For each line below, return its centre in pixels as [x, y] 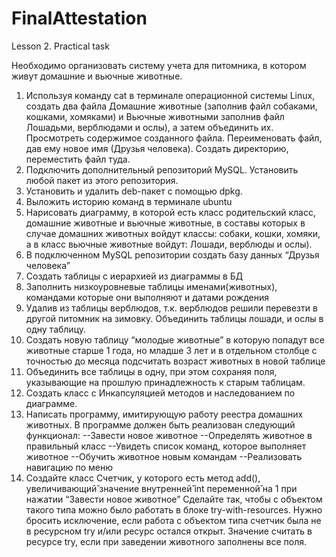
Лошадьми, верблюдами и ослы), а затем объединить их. [149, 127]
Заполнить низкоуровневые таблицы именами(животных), [151, 286]
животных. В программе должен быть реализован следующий [160, 424]
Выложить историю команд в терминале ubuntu [129, 201]
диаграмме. [51, 403]
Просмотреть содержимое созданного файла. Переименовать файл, [174, 138]
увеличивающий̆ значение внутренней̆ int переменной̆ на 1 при [161, 488]
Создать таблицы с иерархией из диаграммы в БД [134, 276]
